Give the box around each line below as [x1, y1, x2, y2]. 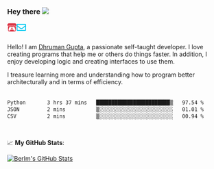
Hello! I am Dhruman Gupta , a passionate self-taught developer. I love [7, 43, 204, 51]
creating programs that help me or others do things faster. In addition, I [7, 50, 208, 58]
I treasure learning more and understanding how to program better [7, 70, 195, 79]
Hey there [7, 7, 41, 16]
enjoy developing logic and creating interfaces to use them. [7, 57, 175, 66]
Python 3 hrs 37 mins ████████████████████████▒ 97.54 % [7, 99, 204, 106]
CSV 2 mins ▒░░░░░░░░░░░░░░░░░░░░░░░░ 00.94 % [7, 113, 204, 120]
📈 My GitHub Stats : [7, 139, 65, 147]
